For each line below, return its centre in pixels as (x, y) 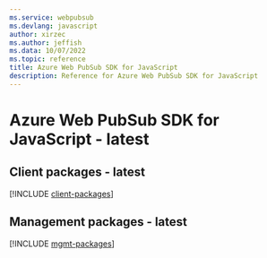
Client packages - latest (78, 172)
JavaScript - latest (79, 139)
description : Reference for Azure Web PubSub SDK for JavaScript (133, 76)
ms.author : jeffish (46, 43)
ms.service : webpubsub (52, 17)
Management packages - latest (99, 222)
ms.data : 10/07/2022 (48, 51)
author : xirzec (38, 34)
